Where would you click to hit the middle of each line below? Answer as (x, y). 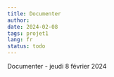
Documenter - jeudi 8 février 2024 (57, 66)
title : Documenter (34, 14)
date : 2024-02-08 (33, 27)
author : (19, 20)
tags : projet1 (28, 33)
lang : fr (20, 40)
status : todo (26, 46)
